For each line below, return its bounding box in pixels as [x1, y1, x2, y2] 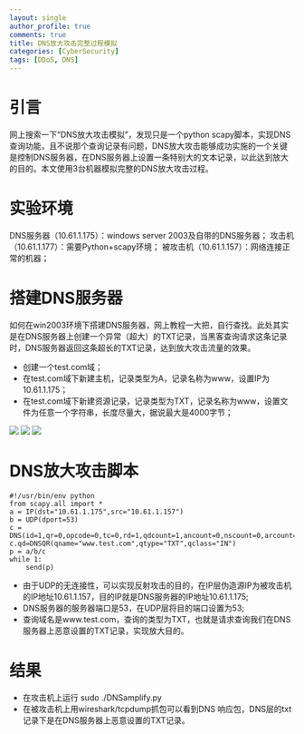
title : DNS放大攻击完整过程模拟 [9, 38, 118, 48]
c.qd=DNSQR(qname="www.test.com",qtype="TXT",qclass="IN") [9, 539, 237, 548]
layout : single [9, 13, 67, 23]
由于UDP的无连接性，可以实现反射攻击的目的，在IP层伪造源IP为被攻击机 [22, 580, 292, 591]
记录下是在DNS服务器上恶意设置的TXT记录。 [22, 714, 190, 726]
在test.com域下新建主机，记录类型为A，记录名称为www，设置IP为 [22, 373, 270, 384]
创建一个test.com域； [22, 361, 104, 372]
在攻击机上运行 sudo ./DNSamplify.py [22, 691, 163, 703]
